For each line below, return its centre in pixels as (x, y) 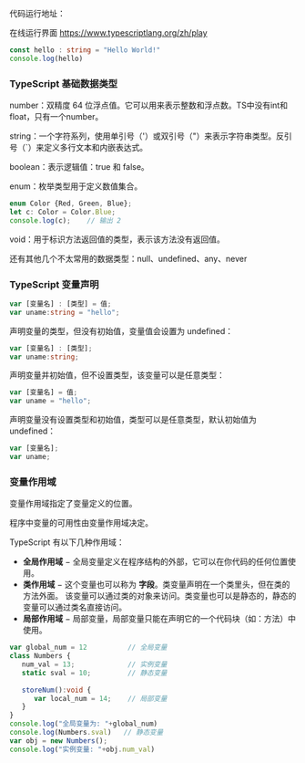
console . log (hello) (46, 58)
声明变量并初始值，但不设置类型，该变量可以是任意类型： (117, 375)
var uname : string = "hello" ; (65, 312)
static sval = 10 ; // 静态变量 (94, 673)
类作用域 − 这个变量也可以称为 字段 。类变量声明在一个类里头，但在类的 (156, 585)
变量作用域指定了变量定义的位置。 (73, 504)
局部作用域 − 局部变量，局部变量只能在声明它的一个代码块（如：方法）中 (159, 619)
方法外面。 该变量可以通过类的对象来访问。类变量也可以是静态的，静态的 (159, 596)
